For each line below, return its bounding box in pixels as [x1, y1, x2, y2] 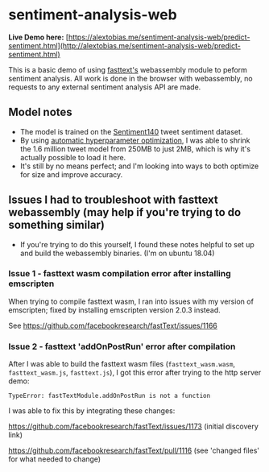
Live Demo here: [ [8, 32, 69, 42]
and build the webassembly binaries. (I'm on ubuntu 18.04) [19, 248, 215, 258]
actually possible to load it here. [19, 152, 126, 162]
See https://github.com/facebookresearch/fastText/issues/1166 [8, 321, 217, 330]
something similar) [8, 218, 105, 232]
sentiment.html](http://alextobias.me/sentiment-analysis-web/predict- [8, 40, 242, 50]
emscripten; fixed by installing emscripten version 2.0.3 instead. [8, 304, 221, 315]
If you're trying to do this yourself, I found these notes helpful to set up [19, 239, 255, 249]
